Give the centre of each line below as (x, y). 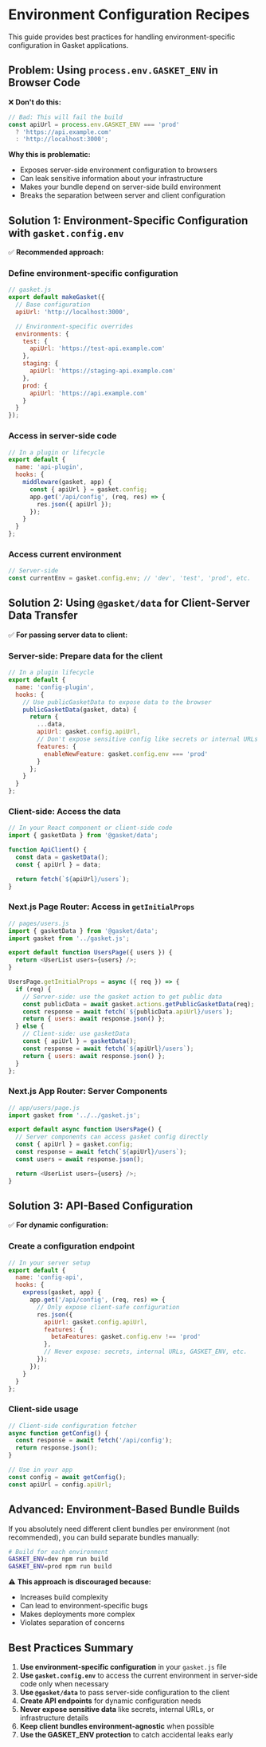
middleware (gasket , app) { (67, 482)
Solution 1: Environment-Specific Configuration (128, 220)
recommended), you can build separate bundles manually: (104, 1537)
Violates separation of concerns (72, 1623)
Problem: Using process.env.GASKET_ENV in (113, 71)
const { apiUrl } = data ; (59, 864)
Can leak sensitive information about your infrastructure (111, 179)
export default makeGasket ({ (57, 297)
